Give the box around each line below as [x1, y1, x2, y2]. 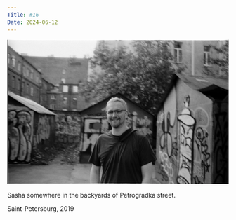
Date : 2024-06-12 [7, 18, 58, 26]
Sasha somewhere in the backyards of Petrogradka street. [7, 191, 176, 200]
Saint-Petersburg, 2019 [7, 205, 74, 213]
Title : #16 [7, 11, 39, 18]
